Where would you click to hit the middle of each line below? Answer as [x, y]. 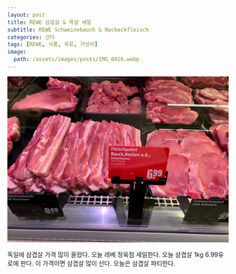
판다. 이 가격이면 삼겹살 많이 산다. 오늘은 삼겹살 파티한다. [98, 263]
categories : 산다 [31, 37]
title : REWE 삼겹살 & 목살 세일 [50, 22]
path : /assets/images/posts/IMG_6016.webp [77, 60]
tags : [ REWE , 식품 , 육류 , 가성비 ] [53, 45]
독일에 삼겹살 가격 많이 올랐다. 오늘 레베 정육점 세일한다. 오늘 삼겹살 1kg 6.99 [113, 254]
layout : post [26, 15]
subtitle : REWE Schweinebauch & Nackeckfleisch [78, 30]
